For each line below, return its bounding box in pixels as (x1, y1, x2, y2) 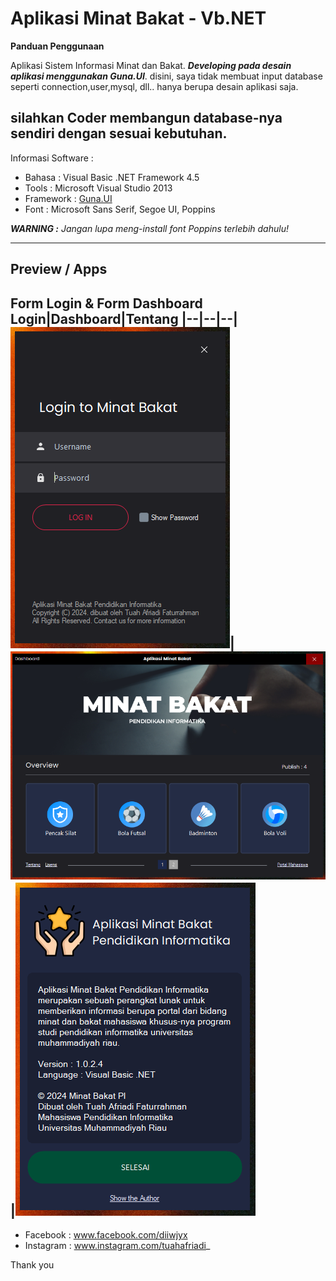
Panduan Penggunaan (10, 40, 105, 52)
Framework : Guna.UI (24, 192, 113, 204)
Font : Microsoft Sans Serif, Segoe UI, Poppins (24, 203, 216, 215)
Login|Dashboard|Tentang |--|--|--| (10, 310, 238, 327)
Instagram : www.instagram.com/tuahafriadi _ (24, 1240, 211, 1252)
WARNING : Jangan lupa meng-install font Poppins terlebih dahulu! (10, 222, 289, 234)
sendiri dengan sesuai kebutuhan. (10, 125, 228, 142)
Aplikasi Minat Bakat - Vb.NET (10, 7, 267, 30)
